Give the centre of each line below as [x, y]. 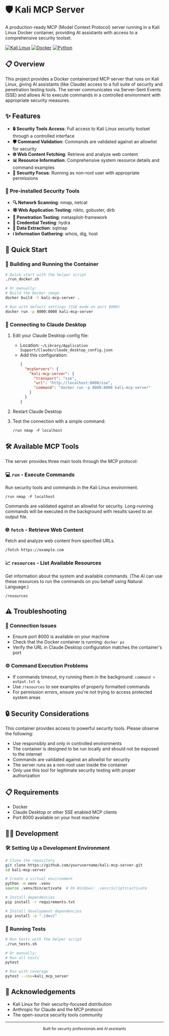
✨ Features [23, 116]
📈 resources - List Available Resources [53, 563]
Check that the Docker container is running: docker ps [68, 642]
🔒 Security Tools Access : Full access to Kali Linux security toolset [81, 129]
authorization [26, 776]
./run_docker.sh [22, 279]
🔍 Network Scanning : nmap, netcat [50, 202]
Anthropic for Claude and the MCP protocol [57, 1009]
